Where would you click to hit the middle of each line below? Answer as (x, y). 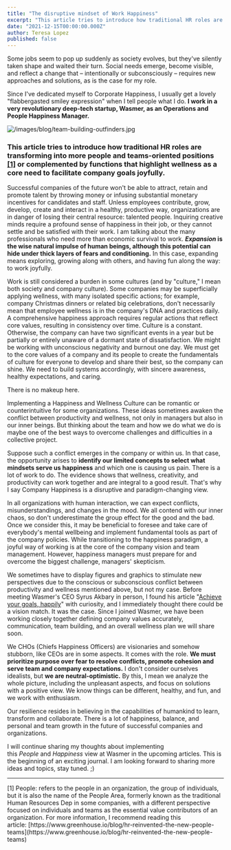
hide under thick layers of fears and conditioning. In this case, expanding (113, 254)
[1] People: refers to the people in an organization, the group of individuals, (113, 788)
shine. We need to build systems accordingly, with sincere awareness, (107, 370)
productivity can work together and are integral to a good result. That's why (114, 482)
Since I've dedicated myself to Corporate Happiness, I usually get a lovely (112, 94)
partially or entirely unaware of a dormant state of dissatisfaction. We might (114, 340)
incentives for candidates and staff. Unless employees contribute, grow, (109, 202)
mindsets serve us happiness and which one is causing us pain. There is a (114, 468)
